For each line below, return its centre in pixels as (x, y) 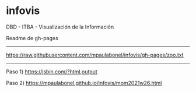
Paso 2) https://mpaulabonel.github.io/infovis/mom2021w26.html (84, 83)
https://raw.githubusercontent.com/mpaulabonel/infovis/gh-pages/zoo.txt (95, 55)
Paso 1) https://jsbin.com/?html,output (52, 72)
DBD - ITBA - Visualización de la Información (60, 27)
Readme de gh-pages (32, 38)
